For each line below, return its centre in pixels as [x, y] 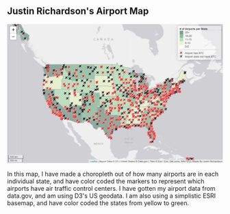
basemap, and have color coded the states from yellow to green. [98, 203]
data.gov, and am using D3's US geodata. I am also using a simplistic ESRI [112, 196]
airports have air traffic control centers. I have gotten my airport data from [111, 189]
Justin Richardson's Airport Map [78, 11]
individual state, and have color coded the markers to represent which [106, 181]
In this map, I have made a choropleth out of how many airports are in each [113, 174]
